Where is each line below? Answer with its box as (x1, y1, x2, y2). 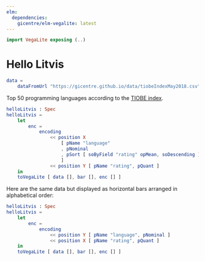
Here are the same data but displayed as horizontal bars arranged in (6, 185, 178, 193)
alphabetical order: (6, 191, 54, 199)
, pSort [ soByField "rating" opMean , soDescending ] (60, 151, 201, 157)
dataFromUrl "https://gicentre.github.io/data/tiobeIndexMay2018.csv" (17, 84, 201, 90)
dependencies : (12, 15, 48, 21)
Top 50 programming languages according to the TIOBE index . (6, 94, 164, 101)
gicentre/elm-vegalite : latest (17, 20, 97, 26)
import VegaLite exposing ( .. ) (6, 37, 86, 43)
